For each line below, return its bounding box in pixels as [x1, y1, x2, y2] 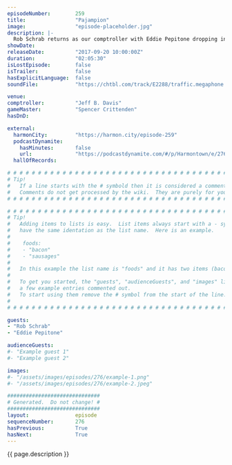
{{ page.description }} [7, 450, 70, 458]
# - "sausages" [7, 253, 60, 260]
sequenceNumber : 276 [7, 418, 85, 425]
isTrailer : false [7, 68, 91, 75]
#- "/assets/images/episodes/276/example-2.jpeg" [7, 380, 153, 387]
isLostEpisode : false [7, 61, 91, 68]
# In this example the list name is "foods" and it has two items [7, 265, 209, 273]
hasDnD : [7, 113, 30, 120]
